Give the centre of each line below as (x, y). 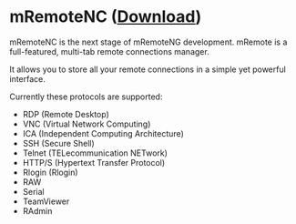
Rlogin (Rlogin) (51, 172)
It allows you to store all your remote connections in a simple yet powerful (148, 69)
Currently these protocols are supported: (86, 97)
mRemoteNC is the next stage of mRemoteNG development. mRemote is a (148, 42)
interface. (27, 78)
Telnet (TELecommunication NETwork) (95, 153)
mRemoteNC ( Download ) (106, 17)
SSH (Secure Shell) (59, 143)
